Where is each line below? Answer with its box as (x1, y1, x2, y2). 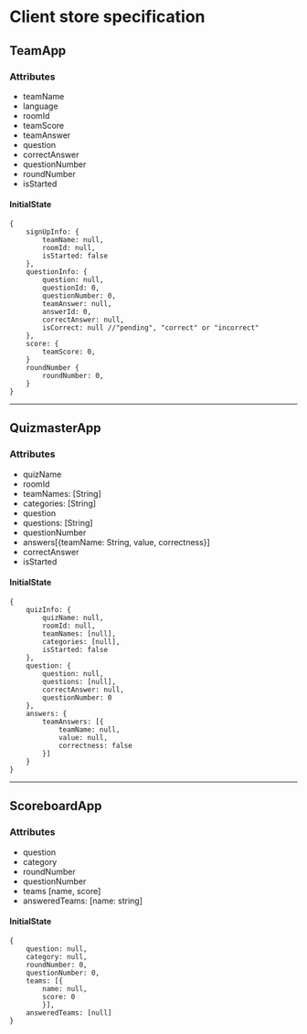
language (22, 100, 58, 111)
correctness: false (58, 741, 132, 750)
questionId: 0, (42, 283, 101, 293)
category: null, (26, 952, 89, 961)
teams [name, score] (22, 885, 101, 896)
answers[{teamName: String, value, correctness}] (22, 536, 210, 547)
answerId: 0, (42, 308, 92, 317)
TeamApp (9, 43, 67, 58)
